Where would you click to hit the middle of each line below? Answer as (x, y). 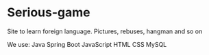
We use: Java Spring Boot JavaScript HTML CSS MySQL (87, 44)
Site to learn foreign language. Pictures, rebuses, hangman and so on (105, 31)
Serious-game (49, 13)
